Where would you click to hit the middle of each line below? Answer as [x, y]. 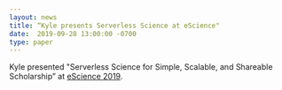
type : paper [31, 42]
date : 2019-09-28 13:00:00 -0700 [73, 34]
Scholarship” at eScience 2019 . [66, 77]
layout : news [33, 17]
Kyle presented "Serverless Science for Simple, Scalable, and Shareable [141, 67]
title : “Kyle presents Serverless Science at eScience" [114, 26]
